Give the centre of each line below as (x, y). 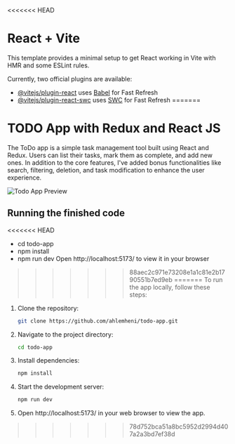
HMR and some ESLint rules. (48, 65)
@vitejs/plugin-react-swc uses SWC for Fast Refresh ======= (109, 100)
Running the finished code (66, 213)
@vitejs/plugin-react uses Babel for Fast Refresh (88, 92)
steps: (138, 295)
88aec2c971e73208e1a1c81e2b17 (177, 272)
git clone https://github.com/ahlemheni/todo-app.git (98, 321)
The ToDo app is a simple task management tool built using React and (108, 147)
